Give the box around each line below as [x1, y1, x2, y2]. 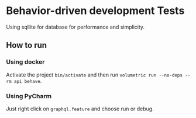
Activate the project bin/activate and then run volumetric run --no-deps [6, 71, 183, 78]
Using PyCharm [6, 92, 51, 100]
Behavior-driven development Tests [6, 4, 185, 18]
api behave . [13, 77, 42, 84]
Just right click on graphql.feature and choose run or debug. [6, 105, 154, 112]
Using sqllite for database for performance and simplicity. [6, 23, 145, 30]
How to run [6, 40, 47, 50]
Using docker [6, 58, 45, 66]
